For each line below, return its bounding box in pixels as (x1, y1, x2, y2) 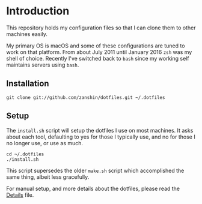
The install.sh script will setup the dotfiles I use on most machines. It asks (6, 127, 194, 134)
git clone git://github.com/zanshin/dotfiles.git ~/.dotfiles (6, 94, 165, 100)
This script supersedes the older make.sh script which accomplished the (6, 167, 185, 174)
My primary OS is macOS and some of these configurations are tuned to (6, 42, 185, 49)
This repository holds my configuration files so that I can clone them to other (6, 24, 196, 31)
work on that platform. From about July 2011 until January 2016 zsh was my (6, 48, 192, 55)
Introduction (6, 4, 70, 18)
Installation (6, 79, 49, 89)
